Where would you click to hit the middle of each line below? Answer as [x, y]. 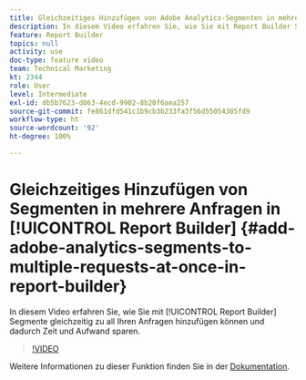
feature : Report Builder [56, 35]
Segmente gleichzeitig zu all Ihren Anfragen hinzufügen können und [137, 321]
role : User [30, 86]
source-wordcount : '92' [55, 128]
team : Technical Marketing [61, 69]
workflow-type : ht [44, 119]
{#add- [268, 228]
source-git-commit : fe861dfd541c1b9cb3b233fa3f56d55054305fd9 [130, 111]
